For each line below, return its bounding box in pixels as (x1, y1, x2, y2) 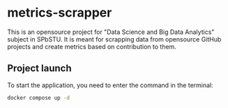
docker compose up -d (7, 94, 70, 101)
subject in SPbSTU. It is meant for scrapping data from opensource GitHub (7, 35, 222, 43)
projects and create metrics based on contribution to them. (7, 42, 176, 51)
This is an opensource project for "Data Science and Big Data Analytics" (7, 28, 215, 36)
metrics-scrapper (7, 5, 112, 21)
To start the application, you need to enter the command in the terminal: (7, 81, 214, 89)
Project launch (7, 62, 72, 74)
